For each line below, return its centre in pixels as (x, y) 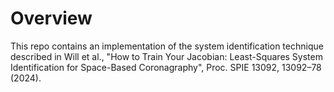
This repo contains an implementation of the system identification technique (167, 46)
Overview (51, 18)
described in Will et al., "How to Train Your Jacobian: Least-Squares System (166, 56)
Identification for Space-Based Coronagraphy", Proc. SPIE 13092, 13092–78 (166, 67)
